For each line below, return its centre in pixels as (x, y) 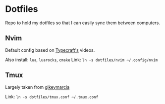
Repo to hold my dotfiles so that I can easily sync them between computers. (82, 23)
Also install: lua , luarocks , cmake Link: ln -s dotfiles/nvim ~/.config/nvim (82, 60)
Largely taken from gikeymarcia (37, 87)
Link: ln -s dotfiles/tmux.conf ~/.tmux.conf (52, 97)
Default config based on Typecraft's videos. (50, 50)
